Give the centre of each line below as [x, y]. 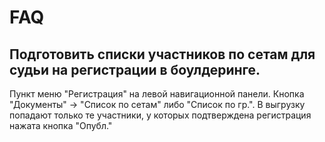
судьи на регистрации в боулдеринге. [135, 69]
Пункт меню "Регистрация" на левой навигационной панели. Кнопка [157, 94]
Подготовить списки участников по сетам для [162, 54]
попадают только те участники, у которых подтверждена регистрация [160, 115]
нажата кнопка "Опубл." [61, 125]
